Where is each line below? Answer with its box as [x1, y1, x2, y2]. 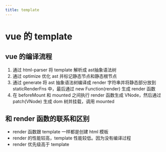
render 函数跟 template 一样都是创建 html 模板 [12, 129, 108, 135]
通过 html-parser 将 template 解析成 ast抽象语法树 [12, 67, 117, 73]
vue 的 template [5, 31, 73, 42]
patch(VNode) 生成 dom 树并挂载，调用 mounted [12, 98, 115, 104]
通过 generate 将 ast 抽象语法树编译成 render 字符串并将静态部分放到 [12, 79, 156, 85]
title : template [5, 7, 39, 13]
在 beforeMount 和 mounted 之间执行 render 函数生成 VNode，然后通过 [12, 92, 161, 98]
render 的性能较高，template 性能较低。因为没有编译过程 [12, 135, 131, 141]
